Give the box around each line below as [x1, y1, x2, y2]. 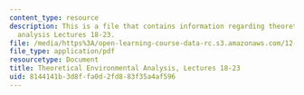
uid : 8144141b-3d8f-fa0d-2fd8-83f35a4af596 [9, 72, 176, 81]
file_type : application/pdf [9, 47, 116, 56]
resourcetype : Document [9, 55, 100, 64]
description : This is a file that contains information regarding [9, 22, 265, 31]
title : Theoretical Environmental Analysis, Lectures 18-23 [9, 64, 242, 73]
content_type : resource [9, 13, 100, 23]
